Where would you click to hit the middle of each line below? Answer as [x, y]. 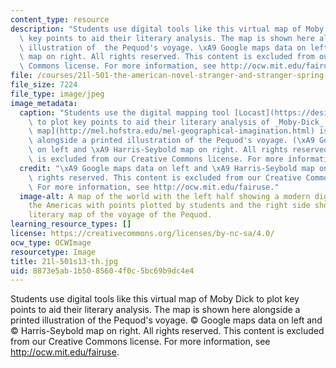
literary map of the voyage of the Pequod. [120, 215]
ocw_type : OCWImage [51, 242]
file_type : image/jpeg [57, 94]
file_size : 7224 [44, 85]
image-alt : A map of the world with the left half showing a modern [165, 196]
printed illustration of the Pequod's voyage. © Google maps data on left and [166, 320]
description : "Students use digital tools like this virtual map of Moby [167, 29]
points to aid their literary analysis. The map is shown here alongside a [155, 310]
